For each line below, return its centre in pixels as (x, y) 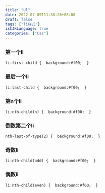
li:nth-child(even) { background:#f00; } (52, 185)
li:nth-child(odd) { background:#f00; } (50, 161)
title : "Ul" (18, 10)
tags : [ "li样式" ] (23, 24)
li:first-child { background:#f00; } (47, 63)
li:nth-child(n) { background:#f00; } (48, 112)
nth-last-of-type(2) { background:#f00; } (53, 137)
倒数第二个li (20, 126)
